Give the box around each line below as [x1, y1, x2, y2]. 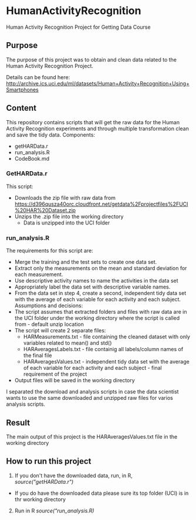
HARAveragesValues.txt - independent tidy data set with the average [23, 358, 190, 365]
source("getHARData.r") [14, 478, 74, 485]
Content [6, 103, 37, 113]
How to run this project [6, 456, 92, 467]
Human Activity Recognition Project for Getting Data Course [6, 23, 151, 30]
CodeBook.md [14, 155, 50, 162]
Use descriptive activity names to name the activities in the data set [14, 277, 178, 284]
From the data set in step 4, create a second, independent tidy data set [14, 290, 187, 297]
